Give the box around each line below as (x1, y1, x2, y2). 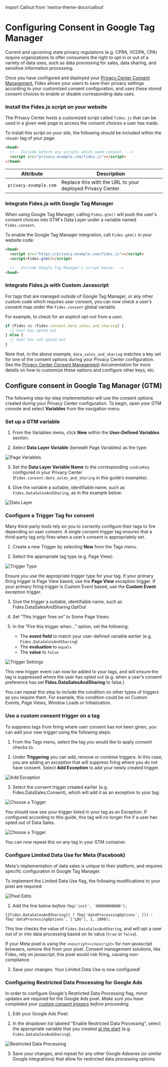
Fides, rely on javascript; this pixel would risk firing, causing (5, 952, 128, 958)
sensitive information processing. (5, 65, 74, 71)
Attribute (21, 170, 43, 177)
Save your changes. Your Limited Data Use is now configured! (12, 967, 140, 973)
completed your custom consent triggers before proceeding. (5, 1001, 130, 1007)
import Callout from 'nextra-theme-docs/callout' (5, 5, 105, 10)
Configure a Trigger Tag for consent (5, 512, 94, 519)
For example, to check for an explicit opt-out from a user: (5, 313, 123, 319)
